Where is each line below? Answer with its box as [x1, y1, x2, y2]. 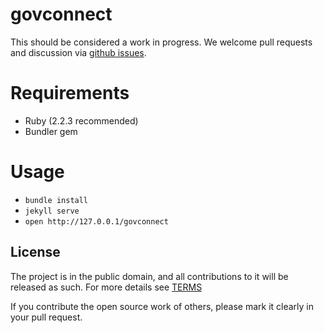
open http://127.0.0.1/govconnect [24, 216, 169, 227]
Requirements [10, 82, 130, 105]
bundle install [24, 195, 89, 205]
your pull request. [10, 311, 83, 323]
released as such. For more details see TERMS [10, 281, 203, 293]
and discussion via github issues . [10, 46, 147, 58]
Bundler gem [24, 125, 78, 137]
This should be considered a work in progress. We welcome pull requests [10, 36, 313, 48]
